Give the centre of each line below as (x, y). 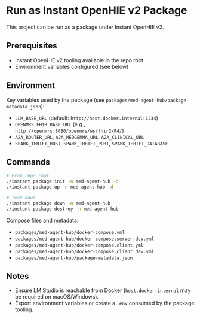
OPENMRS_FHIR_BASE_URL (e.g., (50, 124)
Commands (28, 162)
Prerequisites (32, 46)
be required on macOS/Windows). (57, 297)
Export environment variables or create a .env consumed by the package (104, 303)
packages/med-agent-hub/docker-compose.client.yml (79, 245)
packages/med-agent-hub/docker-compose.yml (70, 232)
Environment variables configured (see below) (72, 66)
